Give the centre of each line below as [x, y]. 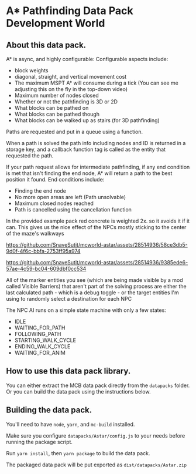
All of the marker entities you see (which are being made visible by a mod [94, 280]
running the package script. [39, 442]
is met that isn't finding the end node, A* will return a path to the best [89, 173]
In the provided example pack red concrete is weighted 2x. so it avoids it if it [98, 221]
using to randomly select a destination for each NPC [69, 299]
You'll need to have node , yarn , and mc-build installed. [71, 424]
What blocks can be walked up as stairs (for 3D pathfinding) [87, 120]
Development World [56, 23]
